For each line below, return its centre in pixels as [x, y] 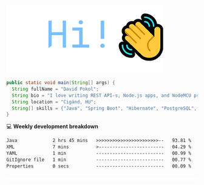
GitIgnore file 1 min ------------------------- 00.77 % [99, 160]
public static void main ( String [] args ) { [61, 83]
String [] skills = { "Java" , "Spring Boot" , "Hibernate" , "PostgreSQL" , [104, 108]
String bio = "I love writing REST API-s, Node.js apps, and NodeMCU [101, 96]
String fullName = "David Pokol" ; [55, 89]
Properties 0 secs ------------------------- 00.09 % [99, 166]
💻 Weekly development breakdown [52, 126]
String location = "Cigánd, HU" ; [54, 102]
